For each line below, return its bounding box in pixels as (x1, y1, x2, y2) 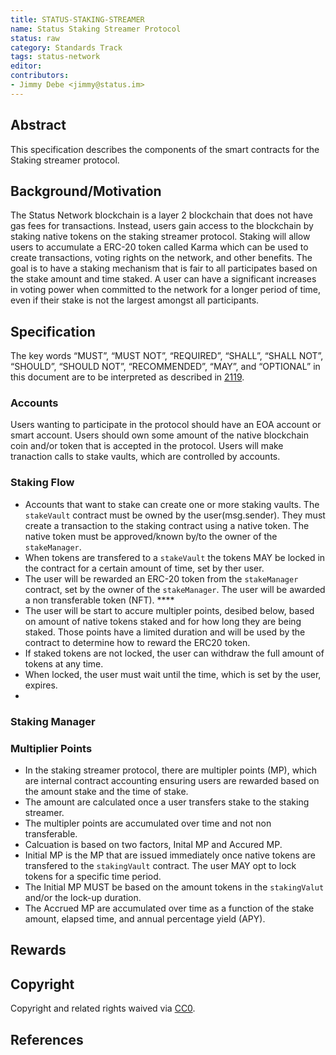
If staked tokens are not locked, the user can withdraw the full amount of (24, 647, 325, 659)
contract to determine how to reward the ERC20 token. (24, 636, 251, 648)
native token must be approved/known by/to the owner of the (24, 530, 278, 542)
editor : (10, 61, 43, 71)
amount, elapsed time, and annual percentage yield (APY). (24, 913, 266, 925)
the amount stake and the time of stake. (24, 786, 189, 797)
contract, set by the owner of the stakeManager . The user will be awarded (24, 583, 326, 595)
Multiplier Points (10, 741, 93, 755)
